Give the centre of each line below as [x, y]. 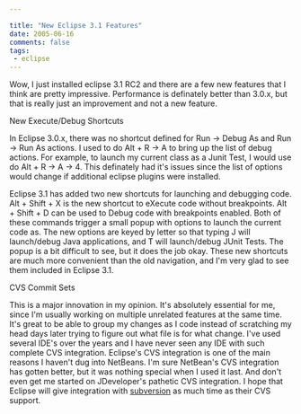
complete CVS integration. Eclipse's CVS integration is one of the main [140, 353]
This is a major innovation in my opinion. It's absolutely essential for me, [142, 305]
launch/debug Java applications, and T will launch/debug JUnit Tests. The [147, 242]
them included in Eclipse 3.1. [62, 270]
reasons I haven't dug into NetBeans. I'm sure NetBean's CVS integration [144, 362]
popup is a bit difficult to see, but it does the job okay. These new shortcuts [149, 251]
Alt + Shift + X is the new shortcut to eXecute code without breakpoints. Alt [148, 204]
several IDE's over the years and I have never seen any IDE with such [137, 343]
